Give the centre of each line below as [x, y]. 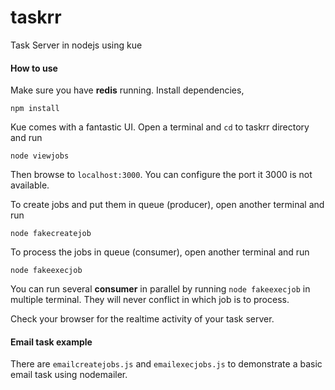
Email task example [51, 342]
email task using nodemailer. [69, 375]
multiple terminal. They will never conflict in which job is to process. [150, 300]
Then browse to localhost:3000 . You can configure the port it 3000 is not [161, 175]
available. [30, 185]
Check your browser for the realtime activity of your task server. [142, 319]
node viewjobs [40, 156]
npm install [35, 109]
